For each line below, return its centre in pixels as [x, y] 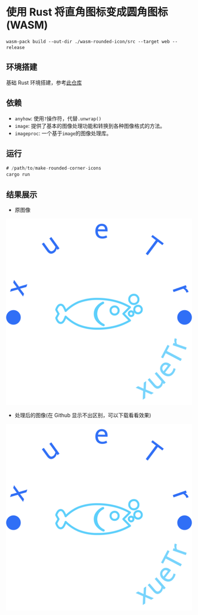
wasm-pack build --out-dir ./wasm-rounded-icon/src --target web [88, 41]
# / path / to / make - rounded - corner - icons [54, 168]
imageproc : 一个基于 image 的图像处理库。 [63, 133]
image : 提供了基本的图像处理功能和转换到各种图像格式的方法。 [90, 125]
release [16, 47]
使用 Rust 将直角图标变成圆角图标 [87, 12]
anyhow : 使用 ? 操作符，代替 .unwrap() [58, 118]
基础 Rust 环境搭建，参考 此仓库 [44, 82]
